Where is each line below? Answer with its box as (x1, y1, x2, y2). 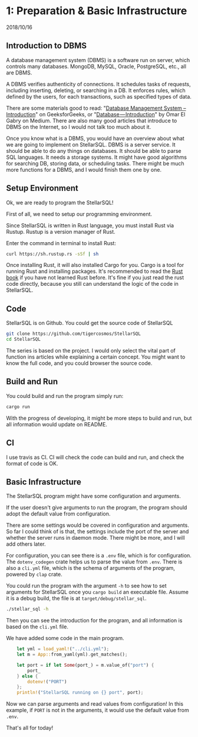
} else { (16, 673, 38, 679)
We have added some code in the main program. (6, 635, 125, 642)
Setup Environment (6, 183, 78, 193)
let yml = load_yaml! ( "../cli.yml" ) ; (16, 646, 110, 652)
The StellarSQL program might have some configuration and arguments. (6, 493, 181, 500)
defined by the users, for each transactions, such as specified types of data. (6, 93, 192, 100)
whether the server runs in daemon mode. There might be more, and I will (6, 534, 185, 542)
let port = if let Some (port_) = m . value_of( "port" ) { (16, 662, 154, 668)
